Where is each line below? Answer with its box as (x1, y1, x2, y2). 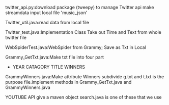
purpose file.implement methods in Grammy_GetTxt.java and (5, 79, 132, 85)
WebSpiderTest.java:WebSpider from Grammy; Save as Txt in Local (5, 44, 146, 50)
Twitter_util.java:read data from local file (5, 20, 89, 25)
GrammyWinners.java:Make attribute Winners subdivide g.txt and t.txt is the (5, 74, 164, 80)
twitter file (5, 35, 27, 40)
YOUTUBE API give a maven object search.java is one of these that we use (5, 94, 162, 100)
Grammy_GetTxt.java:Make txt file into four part (5, 54, 104, 60)
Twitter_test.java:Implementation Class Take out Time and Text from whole (5, 29, 162, 35)
